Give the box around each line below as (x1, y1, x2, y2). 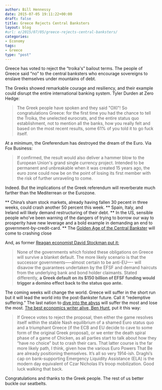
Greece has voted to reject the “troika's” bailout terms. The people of (5, 66, 143, 71)
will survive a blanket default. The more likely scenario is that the (16, 254, 146, 260)
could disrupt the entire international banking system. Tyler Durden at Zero (5, 90, 154, 96)
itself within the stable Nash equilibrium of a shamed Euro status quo (16, 320, 154, 325)
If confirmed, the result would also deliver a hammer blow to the (16, 155, 145, 161)
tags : (5, 43, 16, 48)
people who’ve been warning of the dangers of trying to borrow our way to (5, 215, 154, 221)
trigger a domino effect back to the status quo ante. (16, 280, 123, 286)
